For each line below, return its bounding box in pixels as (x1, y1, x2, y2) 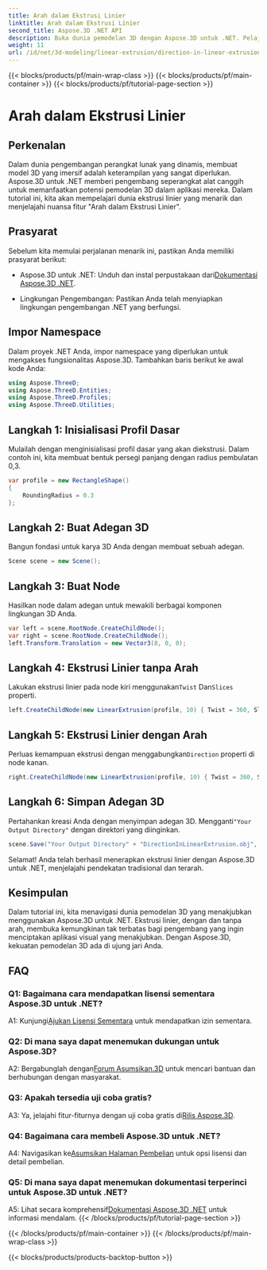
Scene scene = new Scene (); (8, 557, 102, 565)
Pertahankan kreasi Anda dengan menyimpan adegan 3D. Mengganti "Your (8, 816, 252, 826)
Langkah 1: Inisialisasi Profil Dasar (8, 423, 180, 436)
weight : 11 (8, 41, 44, 49)
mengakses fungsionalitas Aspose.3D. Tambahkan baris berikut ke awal (8, 355, 244, 365)
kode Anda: (8, 363, 46, 373)
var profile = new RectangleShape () (8, 476, 130, 484)
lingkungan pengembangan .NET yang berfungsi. (19, 302, 181, 311)
